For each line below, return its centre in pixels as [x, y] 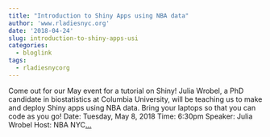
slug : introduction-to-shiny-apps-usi [73, 38]
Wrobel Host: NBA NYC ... [50, 124]
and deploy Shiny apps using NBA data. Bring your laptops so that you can [132, 107]
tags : [17, 61]
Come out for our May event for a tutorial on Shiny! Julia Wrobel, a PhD [126, 91]
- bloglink [34, 53]
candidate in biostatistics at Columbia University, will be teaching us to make [135, 99]
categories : [28, 46]
